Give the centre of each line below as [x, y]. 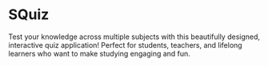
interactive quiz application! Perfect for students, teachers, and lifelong [125, 45]
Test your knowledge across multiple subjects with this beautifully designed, [134, 37]
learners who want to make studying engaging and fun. [99, 53]
